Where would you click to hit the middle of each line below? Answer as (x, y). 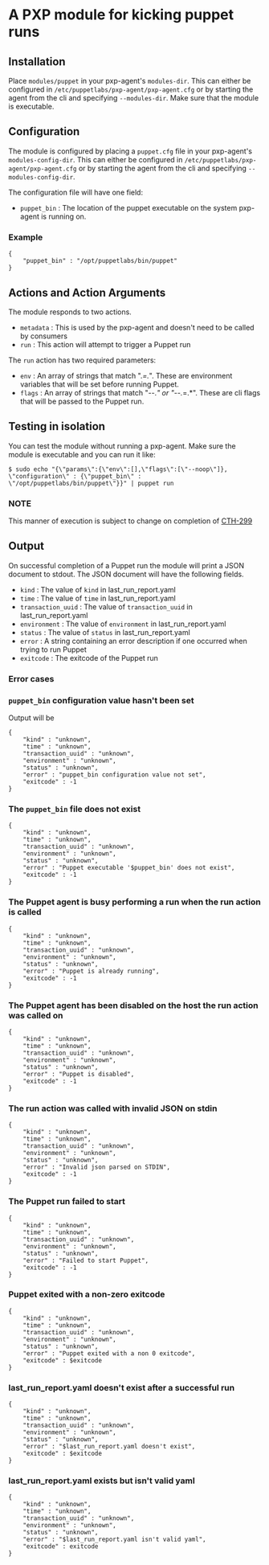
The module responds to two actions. (70, 312)
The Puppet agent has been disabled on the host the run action (133, 1005)
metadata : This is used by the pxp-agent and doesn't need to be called (137, 327)
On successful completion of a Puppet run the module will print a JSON (126, 565)
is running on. (64, 216)
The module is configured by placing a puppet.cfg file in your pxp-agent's (130, 151)
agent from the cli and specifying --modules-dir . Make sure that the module (134, 98)
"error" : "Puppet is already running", (91, 971)
